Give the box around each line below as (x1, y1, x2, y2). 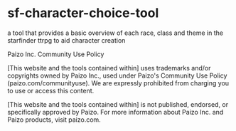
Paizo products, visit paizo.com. (7, 115, 101, 124)
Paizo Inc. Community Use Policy (7, 50, 104, 58)
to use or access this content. (7, 86, 95, 95)
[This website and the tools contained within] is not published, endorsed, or (7, 100, 229, 108)
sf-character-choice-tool (7, 5, 159, 21)
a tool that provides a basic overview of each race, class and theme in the (7, 28, 224, 37)
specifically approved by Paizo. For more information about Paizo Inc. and (7, 108, 224, 116)
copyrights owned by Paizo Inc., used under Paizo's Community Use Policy (7, 71, 227, 80)
